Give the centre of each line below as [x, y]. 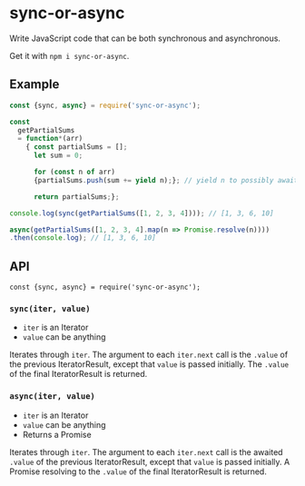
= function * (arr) [50, 139]
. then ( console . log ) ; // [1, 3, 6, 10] [83, 238]
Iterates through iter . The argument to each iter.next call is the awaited [146, 451]
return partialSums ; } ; [76, 197]
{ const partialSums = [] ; [77, 147]
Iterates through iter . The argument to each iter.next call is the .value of [149, 355]
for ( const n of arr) [74, 172]
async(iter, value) [52, 397]
